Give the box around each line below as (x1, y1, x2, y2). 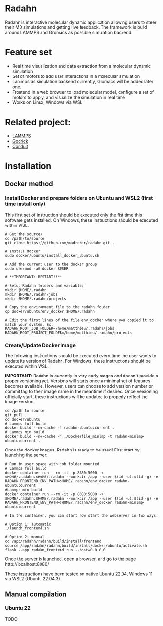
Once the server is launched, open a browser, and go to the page (5, 556, 136, 562)
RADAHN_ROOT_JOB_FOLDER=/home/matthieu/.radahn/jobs (5, 326, 115, 331)
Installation (5, 160, 52, 172)
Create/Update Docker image (5, 342, 76, 349)
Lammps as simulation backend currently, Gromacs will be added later (12, 78, 154, 84)
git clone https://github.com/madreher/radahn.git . (5, 240, 115, 245)
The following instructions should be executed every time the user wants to (5, 352, 157, 358)
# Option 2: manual (5, 534, 45, 539)
